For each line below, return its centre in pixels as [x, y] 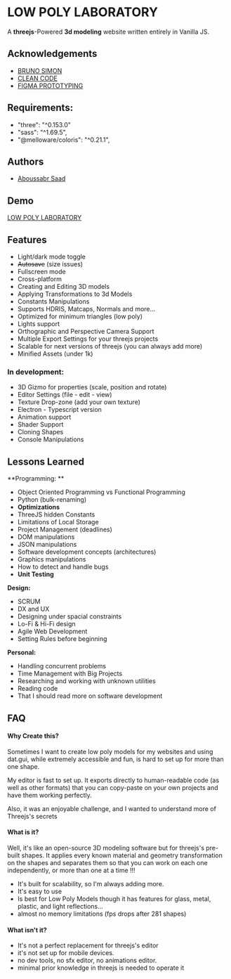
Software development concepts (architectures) [87, 552]
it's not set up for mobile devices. [66, 953]
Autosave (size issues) [50, 264]
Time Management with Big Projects [70, 674]
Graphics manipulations [52, 559]
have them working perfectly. [50, 795]
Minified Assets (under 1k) [55, 354]
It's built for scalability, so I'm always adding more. [91, 883]
